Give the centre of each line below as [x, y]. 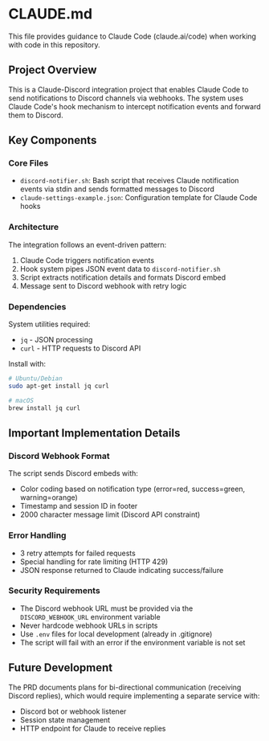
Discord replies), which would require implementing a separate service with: [134, 695]
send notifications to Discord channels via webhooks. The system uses [126, 98]
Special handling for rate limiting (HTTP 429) [94, 561]
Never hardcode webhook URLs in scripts [89, 625]
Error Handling [37, 535]
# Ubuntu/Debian [35, 379]
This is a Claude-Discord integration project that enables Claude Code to [128, 89]
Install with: [27, 364]
